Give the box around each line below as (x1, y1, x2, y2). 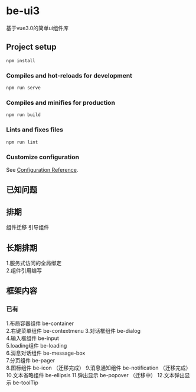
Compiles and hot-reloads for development (6, 71, 133, 79)
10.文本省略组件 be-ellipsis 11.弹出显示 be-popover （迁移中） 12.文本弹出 (6, 371, 185, 378)
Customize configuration (6, 153, 80, 161)
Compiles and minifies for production (6, 98, 115, 107)
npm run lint (6, 139, 38, 145)
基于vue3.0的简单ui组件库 (6, 24, 69, 31)
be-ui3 (6, 4, 40, 18)
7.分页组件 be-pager (6, 356, 55, 364)
